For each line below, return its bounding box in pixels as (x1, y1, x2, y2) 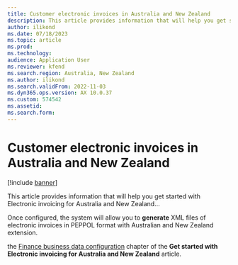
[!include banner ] (7, 178, 58, 186)
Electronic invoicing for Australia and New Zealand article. (7, 249, 182, 258)
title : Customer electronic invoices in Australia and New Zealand (7, 10, 211, 18)
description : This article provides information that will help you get (7, 17, 227, 24)
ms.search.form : (7, 109, 55, 116)
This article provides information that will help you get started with (7, 192, 200, 201)
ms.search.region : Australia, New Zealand (7, 69, 135, 77)
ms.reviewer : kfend (7, 63, 65, 70)
